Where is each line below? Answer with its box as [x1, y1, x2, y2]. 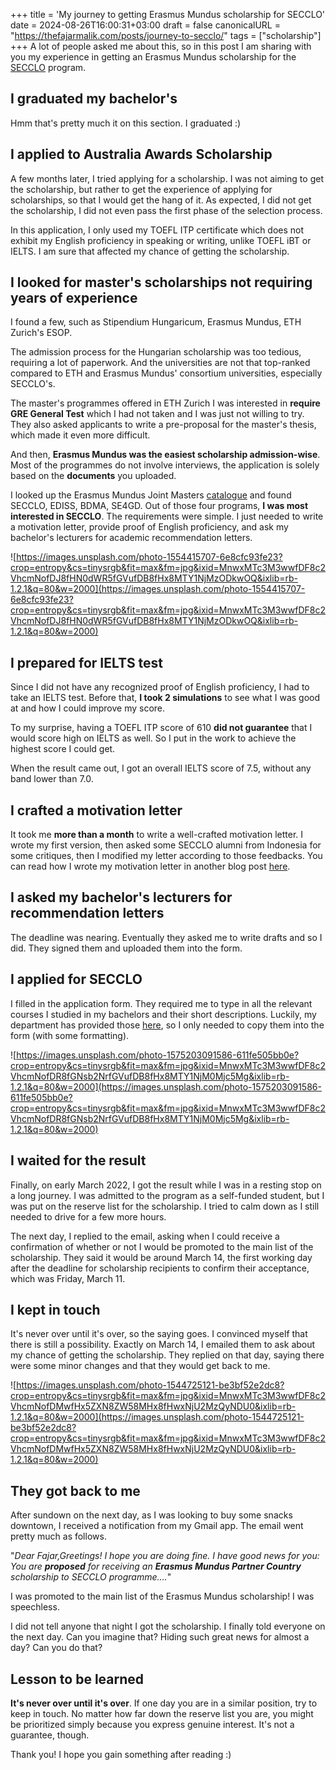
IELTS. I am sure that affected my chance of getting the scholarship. [10, 245, 290, 257]
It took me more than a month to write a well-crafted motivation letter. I [10, 829, 304, 841]
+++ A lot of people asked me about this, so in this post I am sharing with [10, 40, 312, 52]
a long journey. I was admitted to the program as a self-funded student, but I [10, 1189, 325, 1201]
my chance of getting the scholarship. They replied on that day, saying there [10, 1349, 325, 1361]
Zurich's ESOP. [10, 327, 73, 339]
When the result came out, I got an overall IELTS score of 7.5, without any [10, 762, 312, 774]
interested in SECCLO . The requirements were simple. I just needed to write [10, 510, 324, 523]
